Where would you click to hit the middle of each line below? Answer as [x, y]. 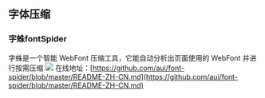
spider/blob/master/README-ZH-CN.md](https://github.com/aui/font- [123, 76]
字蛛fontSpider [38, 39]
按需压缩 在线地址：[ [54, 68]
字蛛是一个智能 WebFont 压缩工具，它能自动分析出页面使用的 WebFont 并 [129, 57]
